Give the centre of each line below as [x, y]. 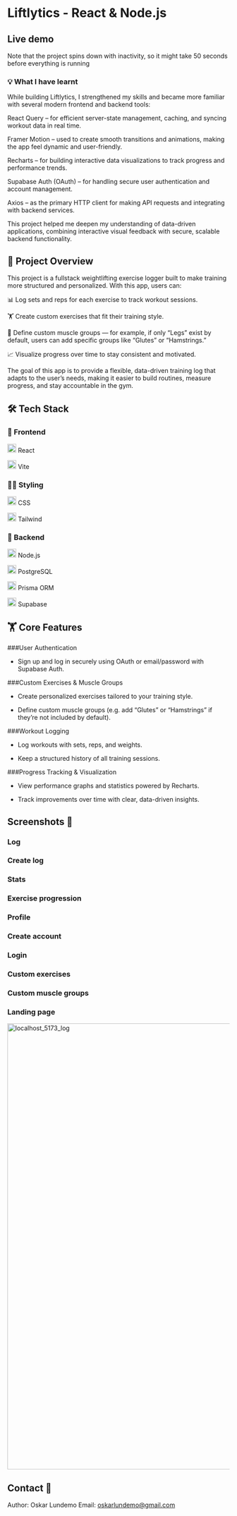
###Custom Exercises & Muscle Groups [65, 683]
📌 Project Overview [50, 261]
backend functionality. [40, 239]
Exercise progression [44, 898]
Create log [26, 860]
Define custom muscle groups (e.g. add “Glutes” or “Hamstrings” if [115, 710]
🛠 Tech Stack [38, 409]
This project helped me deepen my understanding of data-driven [102, 224]
